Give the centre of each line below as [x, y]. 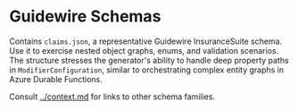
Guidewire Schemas [85, 17]
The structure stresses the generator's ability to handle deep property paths [149, 60]
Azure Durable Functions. [56, 79]
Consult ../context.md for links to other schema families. [112, 97]
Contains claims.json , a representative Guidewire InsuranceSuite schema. [146, 41]
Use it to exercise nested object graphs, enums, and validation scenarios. [144, 50]
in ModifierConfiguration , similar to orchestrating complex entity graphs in [146, 70]
